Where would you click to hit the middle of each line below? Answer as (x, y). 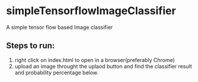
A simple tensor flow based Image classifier (60, 27)
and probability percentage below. (57, 73)
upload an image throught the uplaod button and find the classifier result (103, 66)
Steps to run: (31, 46)
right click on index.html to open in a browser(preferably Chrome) (95, 60)
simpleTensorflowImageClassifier (91, 11)
